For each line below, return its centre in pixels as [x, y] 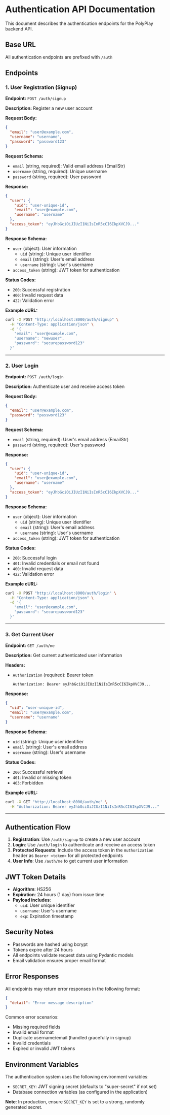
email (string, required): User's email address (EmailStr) [71, 439]
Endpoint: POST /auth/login [35, 377]
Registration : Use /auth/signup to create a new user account [76, 839]
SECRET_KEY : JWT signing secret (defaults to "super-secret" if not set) [84, 1087]
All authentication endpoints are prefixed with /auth [59, 57]
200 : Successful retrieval [38, 772]
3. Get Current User [30, 634]
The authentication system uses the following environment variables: [77, 1077]
